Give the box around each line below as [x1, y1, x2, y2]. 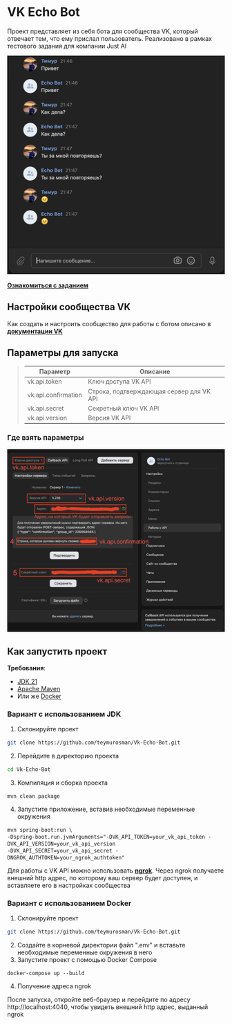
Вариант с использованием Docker [7, 898, 132, 908]
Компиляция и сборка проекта [17, 778, 108, 787]
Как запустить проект [7, 645, 108, 657]
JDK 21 [17, 677, 38, 686]
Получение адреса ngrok [17, 982, 92, 990]
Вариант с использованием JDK [7, 709, 122, 719]
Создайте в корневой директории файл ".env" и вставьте [17, 941, 186, 950]
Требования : [7, 663, 46, 672]
